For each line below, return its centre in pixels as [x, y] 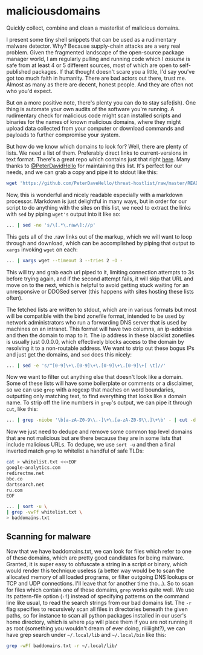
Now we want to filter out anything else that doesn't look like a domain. [95, 377]
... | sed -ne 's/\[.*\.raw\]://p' [51, 225]
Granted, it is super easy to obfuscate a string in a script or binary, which [97, 564]
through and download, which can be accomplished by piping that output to [101, 243]
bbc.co [14, 479]
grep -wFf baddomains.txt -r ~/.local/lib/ [62, 646]
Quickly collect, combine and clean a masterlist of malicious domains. [93, 28]
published [19, 71]
